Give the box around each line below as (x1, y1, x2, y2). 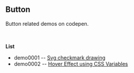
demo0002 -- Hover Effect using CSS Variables (13, 60, 128, 67)
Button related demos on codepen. (5, 20, 89, 27)
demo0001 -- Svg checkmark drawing (13, 54, 106, 61)
